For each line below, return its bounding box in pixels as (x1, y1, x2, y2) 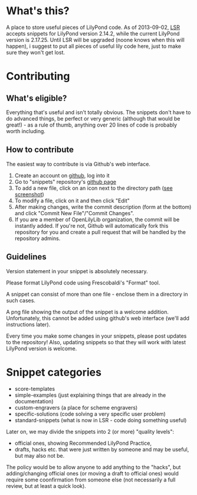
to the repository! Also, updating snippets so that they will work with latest (6, 338, 186, 345)
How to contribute (6, 145, 74, 155)
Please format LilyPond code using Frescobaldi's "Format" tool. (6, 279, 160, 286)
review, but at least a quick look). (6, 482, 87, 489)
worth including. (6, 127, 46, 134)
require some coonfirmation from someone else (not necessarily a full (6, 476, 176, 483)
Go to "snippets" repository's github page (14, 178, 117, 185)
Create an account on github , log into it (14, 172, 110, 179)
